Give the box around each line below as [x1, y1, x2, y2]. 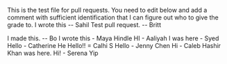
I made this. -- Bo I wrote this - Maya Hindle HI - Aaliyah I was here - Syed [7, 34, 219, 42]
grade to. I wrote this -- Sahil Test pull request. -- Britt [7, 21, 162, 29]
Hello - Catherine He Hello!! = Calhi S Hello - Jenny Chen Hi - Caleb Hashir [7, 42, 221, 49]
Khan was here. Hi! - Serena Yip [7, 49, 99, 57]
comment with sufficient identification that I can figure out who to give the [7, 13, 219, 22]
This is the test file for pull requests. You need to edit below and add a [7, 6, 208, 14]
